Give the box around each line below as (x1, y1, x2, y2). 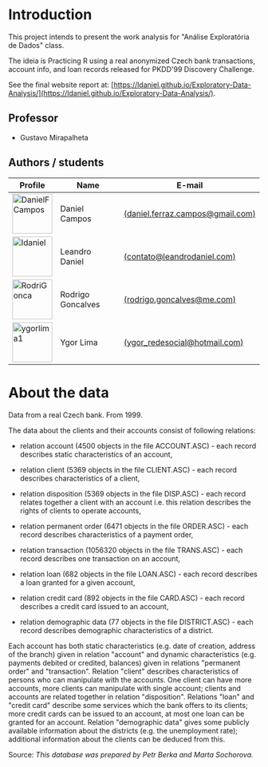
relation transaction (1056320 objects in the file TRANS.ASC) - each (19, 545, 243, 555)
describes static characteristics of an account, (19, 449, 173, 459)
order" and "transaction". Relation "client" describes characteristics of (8, 666, 239, 676)
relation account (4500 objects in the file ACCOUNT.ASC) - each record (19, 441, 257, 450)
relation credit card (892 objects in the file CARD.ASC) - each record (19, 593, 245, 603)
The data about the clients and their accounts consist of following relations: (8, 425, 256, 435)
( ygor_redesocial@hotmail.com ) (123, 337, 244, 348)
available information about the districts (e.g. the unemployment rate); (8, 725, 238, 735)
